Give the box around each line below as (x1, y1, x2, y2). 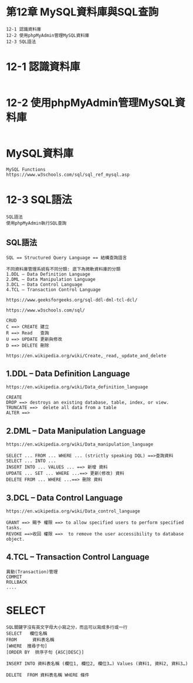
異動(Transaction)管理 (6, 568, 58, 575)
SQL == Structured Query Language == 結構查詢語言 (6, 255, 127, 260)
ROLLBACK (6, 579, 28, 585)
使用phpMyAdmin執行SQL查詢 (6, 220, 67, 226)
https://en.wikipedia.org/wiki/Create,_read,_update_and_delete (6, 353, 167, 359)
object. (6, 536, 25, 542)
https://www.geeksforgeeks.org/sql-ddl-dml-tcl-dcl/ (6, 297, 138, 303)
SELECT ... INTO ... (6, 458, 57, 464)
